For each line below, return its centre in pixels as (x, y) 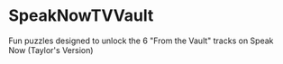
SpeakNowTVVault (81, 16)
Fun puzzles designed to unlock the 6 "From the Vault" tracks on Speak (141, 41)
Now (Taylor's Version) (51, 50)
